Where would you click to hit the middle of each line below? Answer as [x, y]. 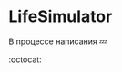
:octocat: [25, 59]
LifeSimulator [61, 17]
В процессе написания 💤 [58, 41]
